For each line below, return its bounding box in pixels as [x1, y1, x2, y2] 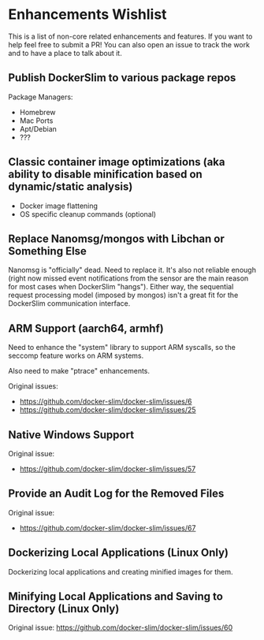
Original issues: [8, 381, 58, 391]
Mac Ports [19, 116, 54, 125]
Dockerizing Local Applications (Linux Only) [8, 546, 229, 560]
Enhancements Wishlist [8, 6, 167, 24]
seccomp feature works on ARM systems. [8, 351, 144, 360]
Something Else [8, 244, 87, 258]
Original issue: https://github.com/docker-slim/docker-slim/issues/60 [8, 623, 233, 632]
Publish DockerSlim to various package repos [8, 71, 236, 84]
